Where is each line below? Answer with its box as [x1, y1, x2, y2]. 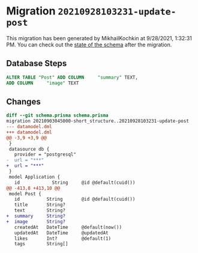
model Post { [8, 191, 42, 197]
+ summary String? [6, 213, 66, 219]
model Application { [8, 174, 61, 180]
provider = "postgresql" [14, 151, 77, 157]
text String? [14, 207, 66, 214]
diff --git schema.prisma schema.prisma [6, 112, 109, 118]
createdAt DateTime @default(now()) [14, 224, 122, 230]
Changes [6, 96, 41, 106]
